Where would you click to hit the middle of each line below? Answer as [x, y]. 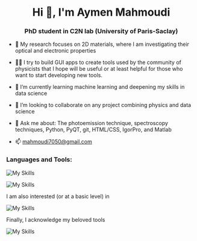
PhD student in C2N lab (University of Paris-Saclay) [101, 31]
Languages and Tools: [39, 159]
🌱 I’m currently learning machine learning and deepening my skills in [100, 87]
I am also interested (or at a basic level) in [58, 196]
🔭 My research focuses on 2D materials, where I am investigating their [102, 44]
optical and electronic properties [55, 51]
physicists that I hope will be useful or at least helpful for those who [99, 69]
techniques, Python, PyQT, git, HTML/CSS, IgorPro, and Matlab [93, 130]
